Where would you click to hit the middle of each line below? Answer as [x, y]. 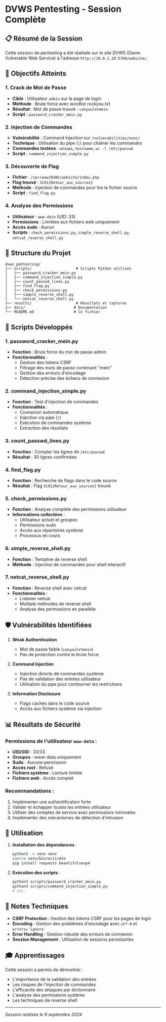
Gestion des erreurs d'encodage [53, 373]
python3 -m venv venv [35, 854]
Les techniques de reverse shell [45, 1000]
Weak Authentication [35, 639]
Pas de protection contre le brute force [59, 654]
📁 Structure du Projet [38, 253]
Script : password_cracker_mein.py [47, 114]
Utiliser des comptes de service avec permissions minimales [74, 812]
